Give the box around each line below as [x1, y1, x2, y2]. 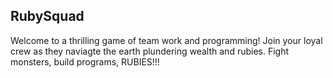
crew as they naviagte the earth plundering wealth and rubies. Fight [10, 45, 290, 57]
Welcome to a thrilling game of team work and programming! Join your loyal [10, 34, 323, 46]
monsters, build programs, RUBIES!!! [10, 55, 160, 68]
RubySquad [10, 8, 85, 25]
